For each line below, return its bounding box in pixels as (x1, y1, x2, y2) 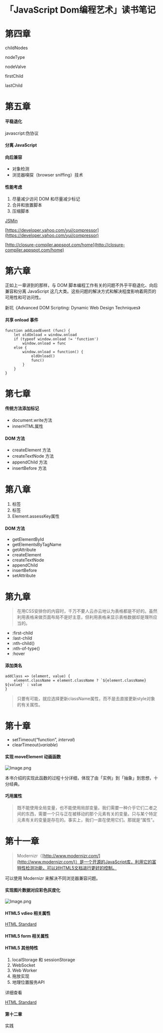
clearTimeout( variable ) (12, 742, 58, 748)
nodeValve (5, 64, 26, 70)
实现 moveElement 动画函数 (5, 754, 61, 760)
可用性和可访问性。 (5, 295, 44, 301)
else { (14, 345, 27, 350)
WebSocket (12, 962, 35, 968)
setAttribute (12, 572, 36, 579)
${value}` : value (5, 682, 42, 687)
